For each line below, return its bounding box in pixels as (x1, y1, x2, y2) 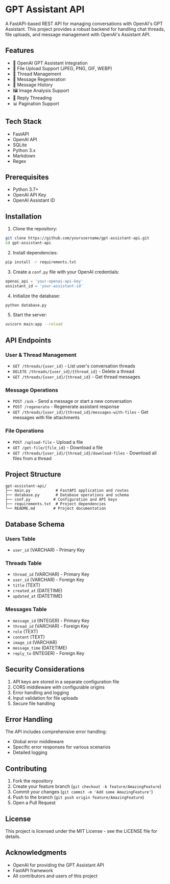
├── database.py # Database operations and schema (5, 492, 129, 498)
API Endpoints (5, 336, 52, 344)
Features (5, 46, 34, 55)
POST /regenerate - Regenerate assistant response (12, 403, 119, 410)
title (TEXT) (12, 582, 41, 588)
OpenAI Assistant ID (12, 197, 55, 203)
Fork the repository (12, 778, 54, 784)
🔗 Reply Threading (12, 95, 52, 101)
